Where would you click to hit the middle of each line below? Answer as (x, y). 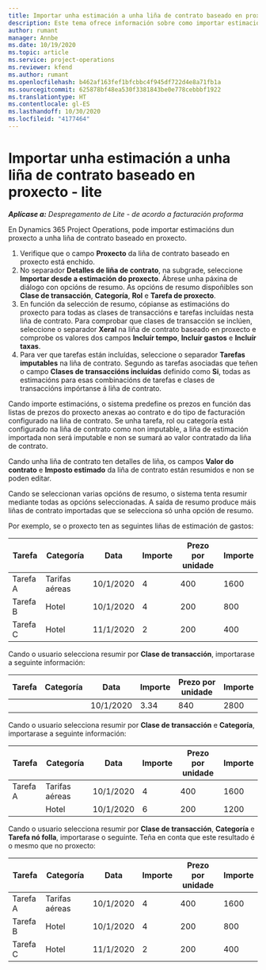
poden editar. (30, 478)
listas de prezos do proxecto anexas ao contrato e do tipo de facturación (127, 412)
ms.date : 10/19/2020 (42, 45)
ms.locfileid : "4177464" (49, 119)
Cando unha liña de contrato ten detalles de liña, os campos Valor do (121, 461)
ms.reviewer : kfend (40, 68)
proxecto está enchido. (57, 261)
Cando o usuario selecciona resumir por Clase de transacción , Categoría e (131, 829)
